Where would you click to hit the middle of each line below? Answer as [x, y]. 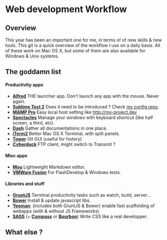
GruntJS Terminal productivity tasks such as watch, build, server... [81, 195]
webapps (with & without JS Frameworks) [56, 211]
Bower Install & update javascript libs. [52, 200]
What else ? [24, 232]
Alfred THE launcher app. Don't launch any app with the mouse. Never [86, 96]
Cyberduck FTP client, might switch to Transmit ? [64, 144]
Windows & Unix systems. [32, 56]
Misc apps [16, 156]
